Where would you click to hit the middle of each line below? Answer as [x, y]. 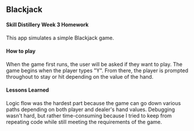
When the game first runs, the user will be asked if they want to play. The [94, 64]
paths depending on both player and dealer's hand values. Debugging [91, 109]
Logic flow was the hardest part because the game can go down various [93, 103]
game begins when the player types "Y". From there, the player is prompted [97, 70]
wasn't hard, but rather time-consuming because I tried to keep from [89, 116]
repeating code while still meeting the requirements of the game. [84, 122]
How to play [21, 51]
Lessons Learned [28, 90]
